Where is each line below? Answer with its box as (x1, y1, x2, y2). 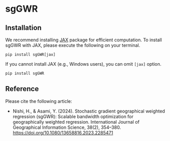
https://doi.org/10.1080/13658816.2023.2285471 (12, 129, 114, 135)
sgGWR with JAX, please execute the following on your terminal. (5, 42, 140, 48)
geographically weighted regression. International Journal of (12, 119, 140, 125)
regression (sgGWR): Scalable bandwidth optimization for (12, 113, 134, 120)
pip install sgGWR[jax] (5, 52, 56, 57)
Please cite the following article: (5, 98, 72, 104)
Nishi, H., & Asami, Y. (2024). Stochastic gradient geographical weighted (12, 108, 165, 114)
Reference (5, 84, 39, 93)
